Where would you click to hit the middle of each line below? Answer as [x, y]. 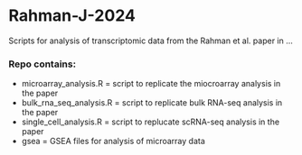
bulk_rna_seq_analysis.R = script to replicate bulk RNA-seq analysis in [152, 103]
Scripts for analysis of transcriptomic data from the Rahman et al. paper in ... [151, 41]
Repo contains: [42, 64]
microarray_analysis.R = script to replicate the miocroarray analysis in [151, 84]
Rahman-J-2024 [72, 16]
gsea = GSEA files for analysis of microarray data [113, 141]
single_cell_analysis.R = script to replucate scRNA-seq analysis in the [151, 122]
